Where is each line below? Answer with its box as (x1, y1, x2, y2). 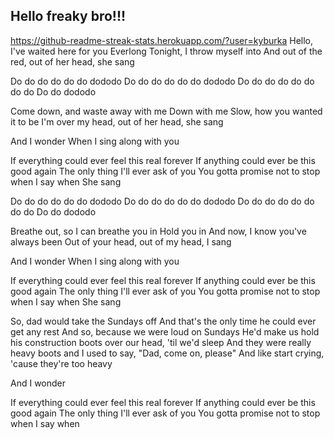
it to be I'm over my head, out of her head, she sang (10, 115, 224, 128)
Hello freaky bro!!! (10, 8, 127, 25)
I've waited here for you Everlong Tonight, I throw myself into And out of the (10, 45, 323, 57)
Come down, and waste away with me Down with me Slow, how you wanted (10, 105, 323, 117)
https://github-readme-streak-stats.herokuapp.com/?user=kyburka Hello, (10, 34, 314, 46)
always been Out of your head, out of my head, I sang (10, 235, 232, 248)
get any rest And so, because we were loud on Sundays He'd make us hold (10, 325, 320, 338)
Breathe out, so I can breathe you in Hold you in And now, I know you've (10, 225, 307, 237)
